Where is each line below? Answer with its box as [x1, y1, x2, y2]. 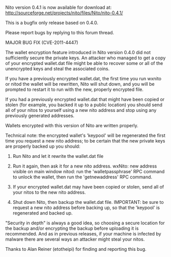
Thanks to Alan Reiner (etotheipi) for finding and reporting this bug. [5, 246, 146, 252]
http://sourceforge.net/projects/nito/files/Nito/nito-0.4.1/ [5, 10, 124, 16]
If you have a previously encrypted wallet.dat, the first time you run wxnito [5, 76, 162, 81]
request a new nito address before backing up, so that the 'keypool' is [12, 204, 160, 211]
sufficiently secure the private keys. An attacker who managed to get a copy [5, 55, 166, 61]
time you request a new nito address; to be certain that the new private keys [5, 138, 165, 144]
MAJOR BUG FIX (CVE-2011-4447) [5, 39, 79, 45]
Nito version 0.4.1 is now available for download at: [5, 5, 112, 10]
